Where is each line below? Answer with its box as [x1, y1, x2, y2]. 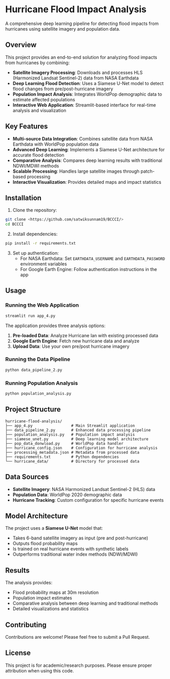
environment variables [20, 261, 67, 267]
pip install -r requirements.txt [5, 241, 76, 246]
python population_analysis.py [5, 391, 72, 396]
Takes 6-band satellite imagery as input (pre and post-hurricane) [12, 535, 149, 541]
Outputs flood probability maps [12, 540, 78, 547]
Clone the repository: [12, 207, 57, 213]
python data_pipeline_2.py [5, 367, 62, 372]
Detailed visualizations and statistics [12, 606, 89, 612]
